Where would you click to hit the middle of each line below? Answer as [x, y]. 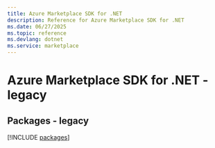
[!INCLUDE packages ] [38, 137]
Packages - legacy [48, 121]
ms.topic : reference [37, 33]
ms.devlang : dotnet [35, 40]
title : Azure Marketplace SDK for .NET [65, 14]
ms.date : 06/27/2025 [37, 26]
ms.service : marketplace [43, 46]
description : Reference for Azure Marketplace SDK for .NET [96, 20]
